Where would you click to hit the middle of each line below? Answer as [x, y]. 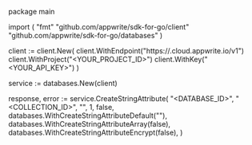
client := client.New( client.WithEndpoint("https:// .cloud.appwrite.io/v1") [126, 51]
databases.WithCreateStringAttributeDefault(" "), [88, 116]
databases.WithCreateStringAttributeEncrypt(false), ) [96, 132]
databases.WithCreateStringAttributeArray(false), [89, 124]
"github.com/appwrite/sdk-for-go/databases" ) [86, 35]
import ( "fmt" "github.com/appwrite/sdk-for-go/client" [99, 27]
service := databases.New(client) [63, 83]
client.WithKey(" [181, 59]
